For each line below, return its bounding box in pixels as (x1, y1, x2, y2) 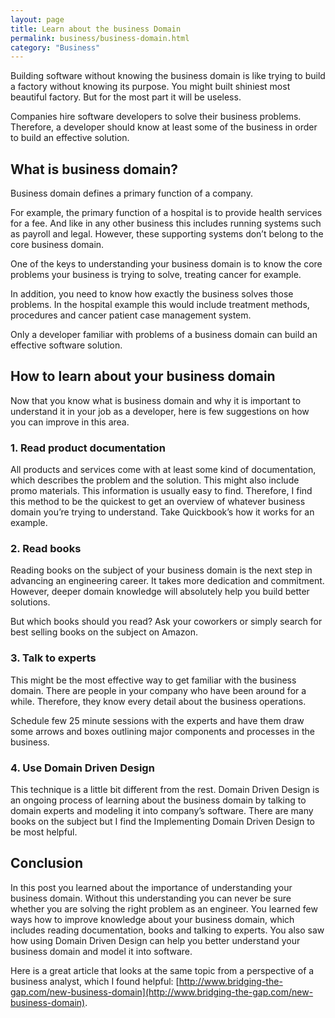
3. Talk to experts (10, 651, 97, 665)
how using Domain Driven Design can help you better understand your (10, 934, 301, 946)
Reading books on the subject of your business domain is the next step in (10, 564, 313, 576)
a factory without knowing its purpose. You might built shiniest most (10, 81, 291, 93)
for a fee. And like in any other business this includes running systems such (10, 217, 322, 230)
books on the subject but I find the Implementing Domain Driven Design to (10, 816, 315, 828)
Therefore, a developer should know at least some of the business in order (10, 121, 318, 133)
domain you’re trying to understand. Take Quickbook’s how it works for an (10, 506, 315, 518)
